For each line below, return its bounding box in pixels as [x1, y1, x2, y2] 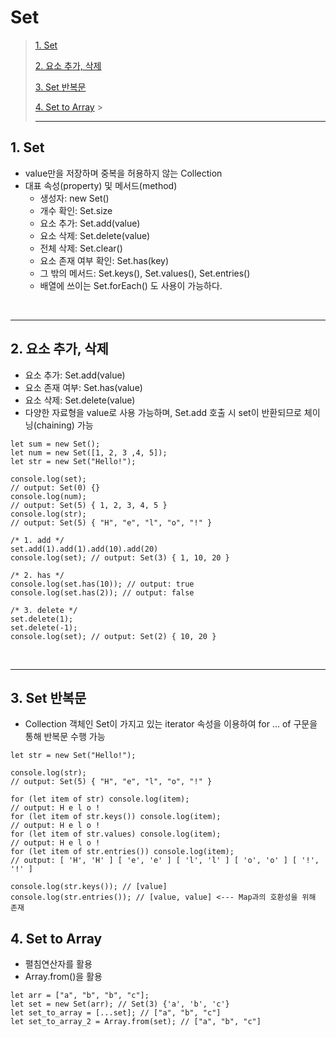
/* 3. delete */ [10, 605, 78, 615]
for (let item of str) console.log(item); [10, 794, 190, 805]
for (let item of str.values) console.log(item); [10, 829, 222, 840]
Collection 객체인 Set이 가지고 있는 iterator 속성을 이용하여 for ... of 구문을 [24, 718, 318, 730]
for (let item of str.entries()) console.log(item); [10, 847, 235, 857]
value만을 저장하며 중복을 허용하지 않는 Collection [24, 167, 223, 179]
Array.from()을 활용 [24, 971, 103, 983]
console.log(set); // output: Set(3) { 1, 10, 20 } [10, 552, 230, 563]
